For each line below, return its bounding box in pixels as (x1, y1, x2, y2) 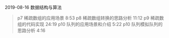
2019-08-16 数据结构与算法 (5, 4, 62, 10)
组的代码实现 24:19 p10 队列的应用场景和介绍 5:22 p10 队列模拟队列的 (17, 21, 163, 27)
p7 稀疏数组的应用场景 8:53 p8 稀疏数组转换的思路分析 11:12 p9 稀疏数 (17, 15, 164, 21)
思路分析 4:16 (17, 27, 46, 33)
